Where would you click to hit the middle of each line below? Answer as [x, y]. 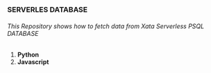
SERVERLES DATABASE [48, 10]
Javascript [33, 62]
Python [28, 55]
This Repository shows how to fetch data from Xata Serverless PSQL [106, 26]
